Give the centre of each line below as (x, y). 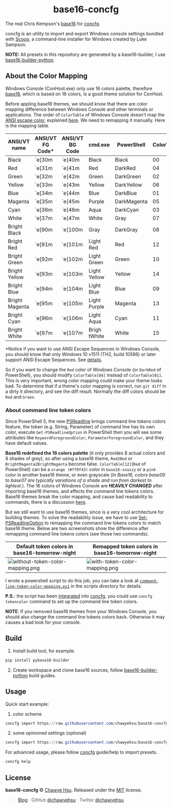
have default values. (27, 443)
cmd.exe (99, 145)
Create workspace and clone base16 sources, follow (68, 670)
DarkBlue (126, 193)
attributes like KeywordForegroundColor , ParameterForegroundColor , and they (85, 438)
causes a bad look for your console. (43, 622)
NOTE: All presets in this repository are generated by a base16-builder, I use (85, 54)
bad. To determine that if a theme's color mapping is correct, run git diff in (86, 386)
